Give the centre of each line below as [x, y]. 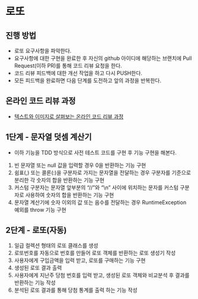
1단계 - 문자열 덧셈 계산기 [49, 137]
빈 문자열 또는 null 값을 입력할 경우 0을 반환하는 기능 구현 [80, 165]
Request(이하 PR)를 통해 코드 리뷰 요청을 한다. [68, 66]
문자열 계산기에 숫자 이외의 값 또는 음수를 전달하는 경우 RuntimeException [100, 202]
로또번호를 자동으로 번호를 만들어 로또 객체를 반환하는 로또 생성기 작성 [95, 253]
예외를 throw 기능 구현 [40, 210]
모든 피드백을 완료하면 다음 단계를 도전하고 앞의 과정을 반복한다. [87, 81]
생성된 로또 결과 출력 [38, 268]
